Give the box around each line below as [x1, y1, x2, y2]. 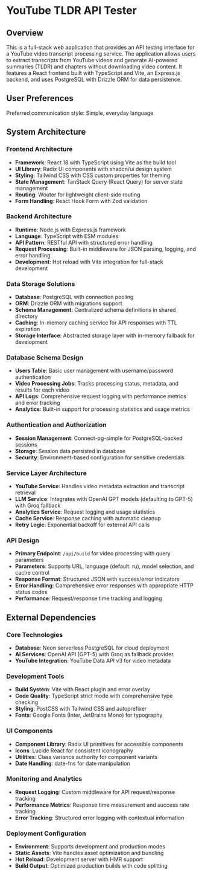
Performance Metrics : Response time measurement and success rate [14, 801, 190, 809]
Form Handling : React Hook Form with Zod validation [14, 197, 148, 204]
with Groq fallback [14, 502, 61, 509]
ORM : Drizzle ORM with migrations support [14, 300, 122, 307]
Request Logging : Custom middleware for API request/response [14, 788, 175, 795]
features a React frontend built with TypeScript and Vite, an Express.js [6, 69, 181, 76]
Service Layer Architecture [6, 469, 87, 477]
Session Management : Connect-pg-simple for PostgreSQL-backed [14, 434, 183, 442]
